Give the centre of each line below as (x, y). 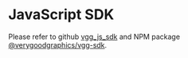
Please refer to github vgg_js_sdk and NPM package (94, 37)
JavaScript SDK (61, 15)
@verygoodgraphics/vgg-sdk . (58, 44)
